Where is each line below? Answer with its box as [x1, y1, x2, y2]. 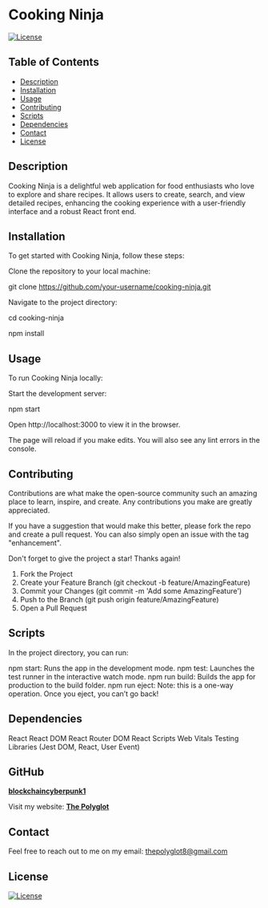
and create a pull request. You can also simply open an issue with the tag [8, 529, 250, 539]
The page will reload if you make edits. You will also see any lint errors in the [8, 436, 260, 445]
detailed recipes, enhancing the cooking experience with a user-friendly [8, 198, 246, 208]
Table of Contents [8, 55, 100, 69]
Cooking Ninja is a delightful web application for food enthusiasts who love [8, 180, 254, 190]
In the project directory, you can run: [8, 647, 129, 657]
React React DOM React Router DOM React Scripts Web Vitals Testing [8, 733, 239, 743]
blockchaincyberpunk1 [8, 786, 86, 796]
